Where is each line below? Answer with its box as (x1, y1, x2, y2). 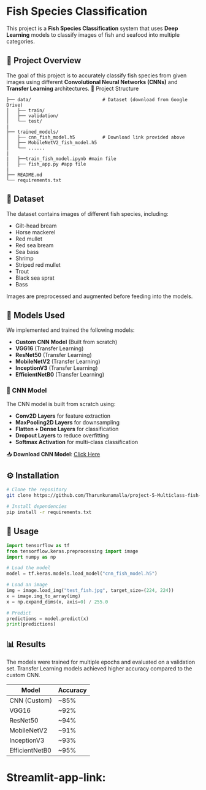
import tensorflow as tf (6, 542, 70, 548)
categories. (6, 37, 35, 45)
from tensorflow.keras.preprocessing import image (6, 548, 139, 554)
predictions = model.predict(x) (6, 615, 89, 622)
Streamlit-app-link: (6, 771, 106, 784)
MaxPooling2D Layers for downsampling (15, 418, 120, 426)
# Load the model (6, 565, 51, 571)
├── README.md (6, 172, 43, 178)
